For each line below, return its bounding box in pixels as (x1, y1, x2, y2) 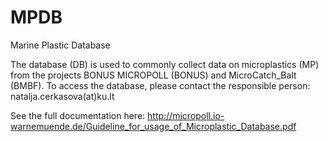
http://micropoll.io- (147, 109, 225, 121)
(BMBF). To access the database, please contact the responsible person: (10, 79, 311, 91)
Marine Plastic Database (10, 39, 111, 51)
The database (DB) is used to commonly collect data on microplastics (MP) (10, 58, 320, 70)
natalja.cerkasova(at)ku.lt (10, 90, 115, 102)
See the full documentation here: (10, 109, 146, 121)
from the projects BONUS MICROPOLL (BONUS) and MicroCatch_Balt (10, 69, 297, 81)
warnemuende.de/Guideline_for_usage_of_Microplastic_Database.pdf (10, 120, 297, 132)
